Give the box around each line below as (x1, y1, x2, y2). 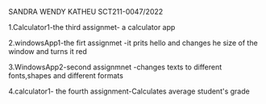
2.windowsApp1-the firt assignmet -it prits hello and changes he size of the (8, 38, 258, 48)
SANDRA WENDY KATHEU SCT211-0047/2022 (8, 7, 164, 16)
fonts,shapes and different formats (8, 71, 123, 80)
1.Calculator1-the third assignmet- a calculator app (8, 23, 176, 31)
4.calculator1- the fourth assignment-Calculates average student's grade (8, 86, 250, 96)
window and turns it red (8, 47, 87, 56)
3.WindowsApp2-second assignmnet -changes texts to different (8, 62, 222, 72)
